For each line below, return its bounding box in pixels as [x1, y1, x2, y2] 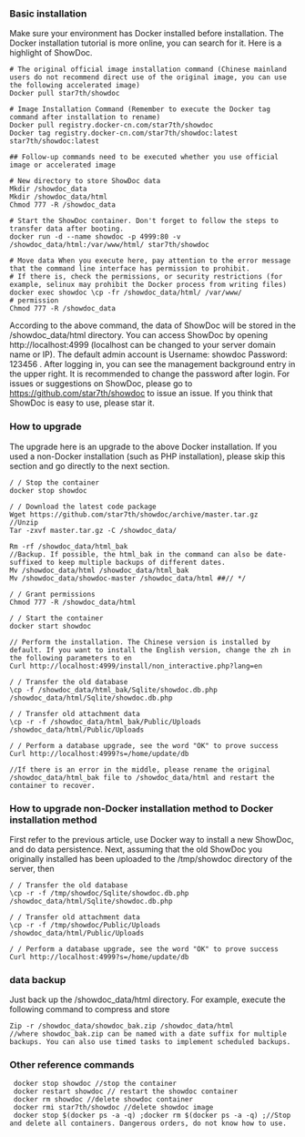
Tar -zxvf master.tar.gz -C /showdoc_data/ [9, 526, 178, 535]
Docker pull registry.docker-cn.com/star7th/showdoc [9, 121, 214, 130]
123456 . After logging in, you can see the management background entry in [9, 359, 296, 370]
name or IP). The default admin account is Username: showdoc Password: [9, 349, 289, 360]
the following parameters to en [9, 653, 132, 662]
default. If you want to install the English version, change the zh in [9, 645, 291, 654]
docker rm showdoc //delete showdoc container [13, 1095, 194, 1104]
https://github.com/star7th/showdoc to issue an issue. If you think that [9, 388, 273, 399]
